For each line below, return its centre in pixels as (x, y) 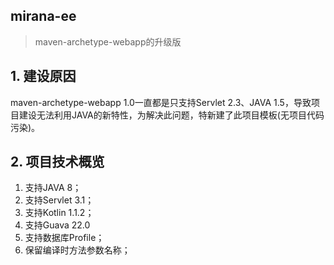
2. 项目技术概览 (57, 162)
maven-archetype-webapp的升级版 (108, 41)
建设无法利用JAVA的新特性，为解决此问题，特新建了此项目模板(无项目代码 (171, 115)
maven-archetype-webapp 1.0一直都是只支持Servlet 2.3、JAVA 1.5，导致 (161, 102)
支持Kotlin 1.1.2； (59, 213)
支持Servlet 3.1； (59, 200)
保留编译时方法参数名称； (77, 250)
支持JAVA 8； (53, 188)
